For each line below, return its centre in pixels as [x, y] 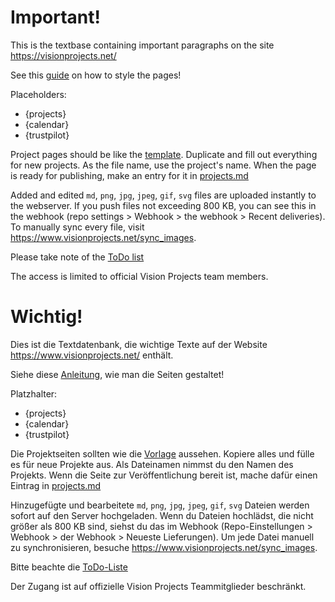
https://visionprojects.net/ [63, 55]
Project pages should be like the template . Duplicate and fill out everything [164, 154]
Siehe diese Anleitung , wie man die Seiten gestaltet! [117, 374]
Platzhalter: [34, 393]
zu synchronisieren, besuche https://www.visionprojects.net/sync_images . [164, 547]
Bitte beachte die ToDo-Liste [69, 567]
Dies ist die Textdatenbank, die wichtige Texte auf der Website [139, 344]
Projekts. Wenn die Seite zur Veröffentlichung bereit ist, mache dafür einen [164, 475]
